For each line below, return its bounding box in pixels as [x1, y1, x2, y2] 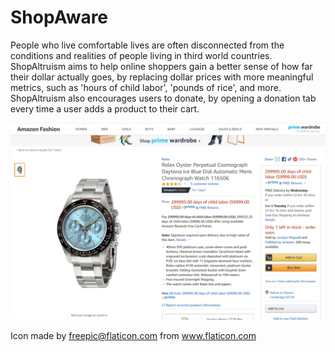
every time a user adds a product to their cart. [10, 102, 200, 115]
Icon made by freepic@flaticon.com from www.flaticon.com [10, 329, 257, 341]
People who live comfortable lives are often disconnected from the [10, 39, 285, 51]
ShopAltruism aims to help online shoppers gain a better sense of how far [10, 60, 313, 72]
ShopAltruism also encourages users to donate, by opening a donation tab [10, 92, 317, 104]
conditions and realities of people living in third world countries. [10, 49, 273, 61]
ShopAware [10, 6, 109, 29]
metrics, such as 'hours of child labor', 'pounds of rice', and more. [10, 81, 282, 93]
